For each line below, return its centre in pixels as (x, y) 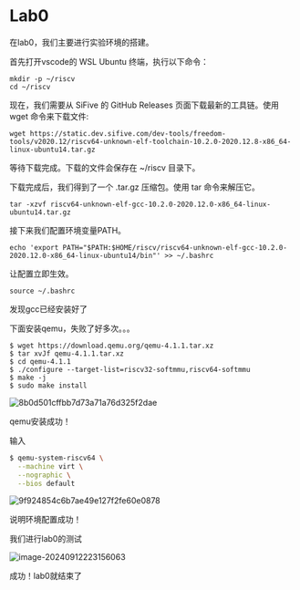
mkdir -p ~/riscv (42, 78)
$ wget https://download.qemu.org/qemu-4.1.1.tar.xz (112, 346)
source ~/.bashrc (42, 291)
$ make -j (28, 378)
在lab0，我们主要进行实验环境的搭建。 (82, 42)
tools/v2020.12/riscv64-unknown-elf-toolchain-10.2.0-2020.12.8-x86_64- (150, 141)
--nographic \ (44, 475)
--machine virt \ (51, 466)
